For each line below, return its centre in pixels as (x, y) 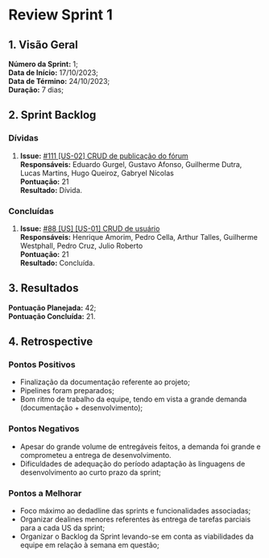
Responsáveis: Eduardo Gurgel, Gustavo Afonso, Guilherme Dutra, (131, 164)
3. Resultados (43, 288)
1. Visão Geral (43, 45)
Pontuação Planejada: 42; (52, 308)
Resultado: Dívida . (51, 190)
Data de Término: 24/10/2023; (59, 81)
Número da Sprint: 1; (43, 64)
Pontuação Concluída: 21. (52, 316)
